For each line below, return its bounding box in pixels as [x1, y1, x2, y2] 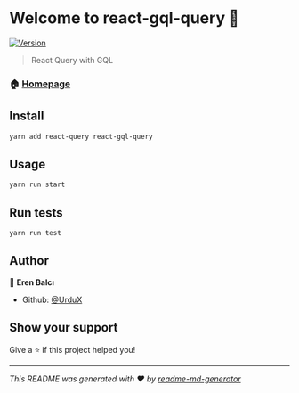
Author [9, 253, 49, 268]
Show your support [9, 320, 118, 335]
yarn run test [9, 229, 62, 238]
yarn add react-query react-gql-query [9, 132, 153, 141]
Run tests [9, 205, 63, 220]
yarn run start [9, 180, 66, 190]
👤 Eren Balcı [9, 276, 55, 288]
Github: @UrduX [21, 294, 83, 305]
